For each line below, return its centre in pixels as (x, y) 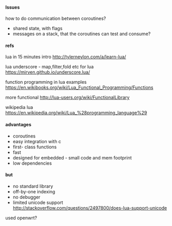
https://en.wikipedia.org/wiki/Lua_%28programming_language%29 (76, 113)
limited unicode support (38, 202)
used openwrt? (21, 218)
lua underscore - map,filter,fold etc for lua (50, 67)
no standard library (33, 186)
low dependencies (32, 163)
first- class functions (35, 147)
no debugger (26, 197)
